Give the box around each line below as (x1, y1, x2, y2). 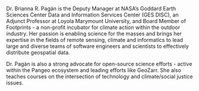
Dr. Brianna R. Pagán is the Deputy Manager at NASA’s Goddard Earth (6, 5, 176, 12)
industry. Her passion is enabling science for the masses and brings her (6, 30, 182, 37)
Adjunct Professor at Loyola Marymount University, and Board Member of (6, 18, 186, 24)
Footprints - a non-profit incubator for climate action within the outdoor (6, 24, 180, 31)
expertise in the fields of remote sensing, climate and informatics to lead (6, 37, 183, 43)
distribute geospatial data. (6, 49, 70, 56)
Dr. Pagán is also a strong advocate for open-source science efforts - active (6, 60, 192, 67)
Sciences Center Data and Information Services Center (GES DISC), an (6, 11, 179, 18)
